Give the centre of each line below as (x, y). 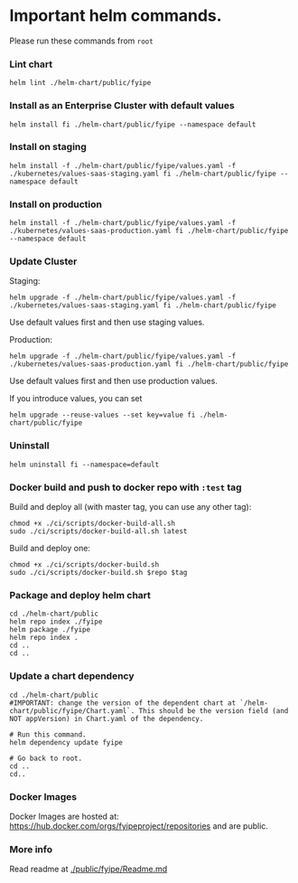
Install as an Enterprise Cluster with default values (122, 106)
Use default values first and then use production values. (114, 381)
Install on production (56, 204)
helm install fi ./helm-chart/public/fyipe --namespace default (133, 124)
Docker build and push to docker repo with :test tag (126, 487)
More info (31, 849)
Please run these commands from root (81, 41)
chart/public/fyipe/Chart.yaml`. (72, 710)
